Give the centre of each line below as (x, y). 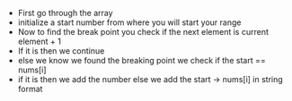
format (30, 89)
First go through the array (66, 13)
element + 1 (39, 41)
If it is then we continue (61, 51)
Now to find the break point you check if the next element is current (143, 32)
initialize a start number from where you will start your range (129, 22)
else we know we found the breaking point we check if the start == (142, 60)
